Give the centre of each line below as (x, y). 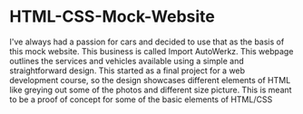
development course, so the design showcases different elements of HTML (150, 80)
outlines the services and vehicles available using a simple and (127, 61)
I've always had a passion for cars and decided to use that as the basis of (147, 42)
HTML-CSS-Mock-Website (112, 17)
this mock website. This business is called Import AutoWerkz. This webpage (151, 51)
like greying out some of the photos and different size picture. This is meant (151, 90)
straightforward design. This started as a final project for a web (127, 71)
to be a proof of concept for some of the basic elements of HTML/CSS (141, 99)
